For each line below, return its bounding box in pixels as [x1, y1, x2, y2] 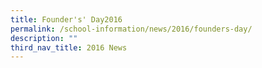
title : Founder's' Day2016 [10, 14, 123, 25]
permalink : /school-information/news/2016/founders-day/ [10, 24, 253, 34]
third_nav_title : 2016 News [10, 42, 128, 53]
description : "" [10, 33, 78, 43]
